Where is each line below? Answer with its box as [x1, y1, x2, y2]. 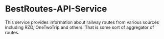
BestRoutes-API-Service [5, 3, 107, 14]
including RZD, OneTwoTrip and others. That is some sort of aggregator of [5, 24, 154, 30]
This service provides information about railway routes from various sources [5, 19, 159, 25]
